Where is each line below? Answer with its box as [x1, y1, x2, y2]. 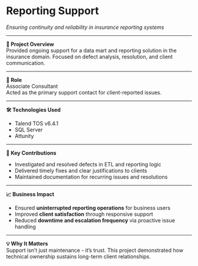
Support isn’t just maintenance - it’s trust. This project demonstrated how [6, 247, 184, 254]
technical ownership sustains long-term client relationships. [6, 252, 151, 260]
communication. [6, 59, 45, 66]
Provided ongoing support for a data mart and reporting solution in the [6, 47, 177, 54]
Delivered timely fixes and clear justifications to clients [14, 167, 147, 174]
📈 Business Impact [6, 191, 55, 198]
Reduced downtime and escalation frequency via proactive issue [14, 216, 176, 224]
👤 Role [6, 76, 22, 83]
